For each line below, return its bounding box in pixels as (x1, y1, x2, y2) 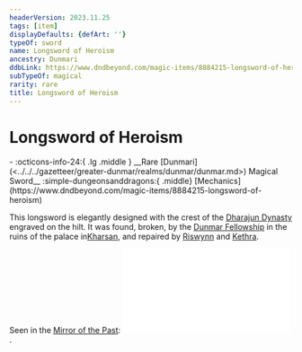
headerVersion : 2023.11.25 (9, 13, 111, 22)
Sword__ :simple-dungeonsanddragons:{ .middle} (9, 176, 193, 187)
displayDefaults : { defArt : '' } (9, 30, 127, 39)
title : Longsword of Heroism (9, 88, 119, 97)
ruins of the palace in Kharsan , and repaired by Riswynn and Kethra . (9, 231, 259, 242)
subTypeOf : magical (9, 72, 83, 81)
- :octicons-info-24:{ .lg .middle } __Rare (9, 156, 159, 167)
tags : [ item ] (9, 22, 58, 31)
